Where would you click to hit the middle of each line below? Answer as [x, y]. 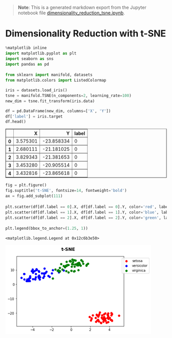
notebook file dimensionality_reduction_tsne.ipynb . [71, 13]
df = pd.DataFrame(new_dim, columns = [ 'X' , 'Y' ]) [58, 111]
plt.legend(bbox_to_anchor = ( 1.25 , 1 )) [47, 228]
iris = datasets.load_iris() [36, 90]
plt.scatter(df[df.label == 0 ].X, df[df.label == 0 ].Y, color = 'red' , [81, 207]
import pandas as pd [27, 64]
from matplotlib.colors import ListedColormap [56, 81]
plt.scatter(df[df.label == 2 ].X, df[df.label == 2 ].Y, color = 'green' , [83, 217]
